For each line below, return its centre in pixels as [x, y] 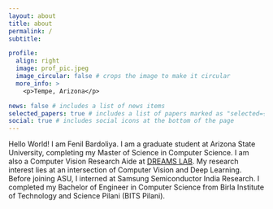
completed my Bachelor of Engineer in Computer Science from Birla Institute [136, 187]
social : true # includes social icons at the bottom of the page [121, 121]
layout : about [32, 16]
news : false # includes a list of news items [87, 106]
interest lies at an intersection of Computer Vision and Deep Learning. [125, 170]
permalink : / [30, 31]
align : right [38, 61]
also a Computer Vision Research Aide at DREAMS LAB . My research [123, 161]
